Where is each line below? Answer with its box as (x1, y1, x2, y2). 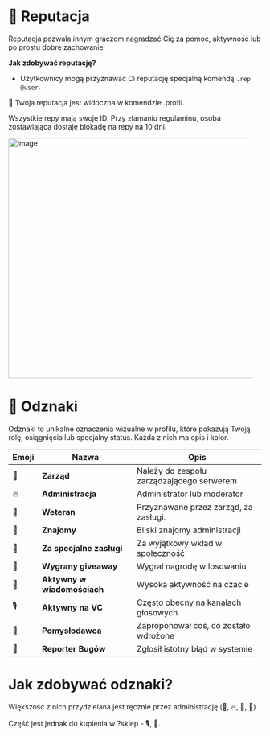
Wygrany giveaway (41, 561, 118, 572)
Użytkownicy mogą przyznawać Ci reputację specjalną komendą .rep (19, 73, 252, 83)
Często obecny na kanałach (136, 597, 242, 608)
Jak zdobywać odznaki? (8, 676, 173, 694)
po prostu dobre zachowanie (8, 42, 104, 51)
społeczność (136, 547, 185, 558)
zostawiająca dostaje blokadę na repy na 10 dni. (8, 121, 167, 131)
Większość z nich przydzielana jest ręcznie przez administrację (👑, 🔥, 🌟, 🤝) (8, 701, 256, 711)
